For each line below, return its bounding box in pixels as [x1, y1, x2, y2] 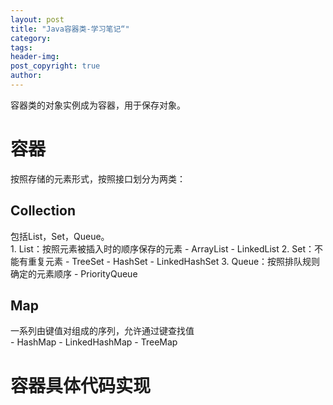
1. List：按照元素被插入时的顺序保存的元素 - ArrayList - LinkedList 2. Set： [10, 242, 315, 255]
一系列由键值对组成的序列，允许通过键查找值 [10, 325, 195, 337]
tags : [10, 42, 33, 53]
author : [10, 71, 43, 81]
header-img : [10, 52, 60, 62]
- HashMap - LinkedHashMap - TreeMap [10, 336, 178, 348]
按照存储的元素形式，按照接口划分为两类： [10, 172, 186, 185]
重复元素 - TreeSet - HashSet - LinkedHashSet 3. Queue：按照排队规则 [27, 255, 321, 267]
